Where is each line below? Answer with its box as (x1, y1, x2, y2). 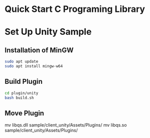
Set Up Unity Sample (4, 26, 92, 38)
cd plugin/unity (4, 90, 38, 95)
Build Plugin (4, 77, 43, 86)
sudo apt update (4, 59, 38, 64)
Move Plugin (4, 109, 44, 117)
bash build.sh (4, 95, 34, 100)
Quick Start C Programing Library (4, 3, 146, 15)
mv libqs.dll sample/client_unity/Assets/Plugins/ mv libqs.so (4, 122, 127, 128)
